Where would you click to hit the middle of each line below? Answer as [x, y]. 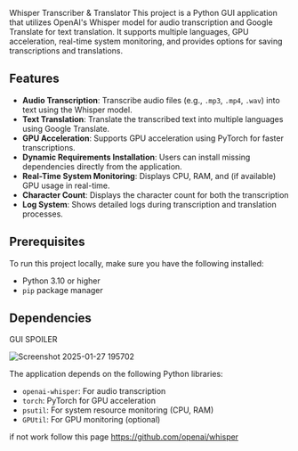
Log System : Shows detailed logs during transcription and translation [149, 204]
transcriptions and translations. [66, 51]
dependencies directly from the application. [102, 166]
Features [34, 79]
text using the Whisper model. [77, 110]
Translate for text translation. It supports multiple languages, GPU [129, 32]
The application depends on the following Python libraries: [117, 374]
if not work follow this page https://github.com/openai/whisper [124, 437]
